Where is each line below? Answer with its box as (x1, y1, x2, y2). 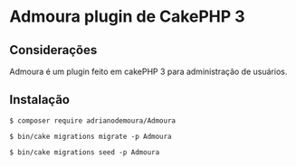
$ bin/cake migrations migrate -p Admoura (9, 132, 172, 141)
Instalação (9, 92, 71, 107)
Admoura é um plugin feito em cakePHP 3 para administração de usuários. (9, 66, 288, 77)
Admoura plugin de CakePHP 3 (9, 6, 246, 27)
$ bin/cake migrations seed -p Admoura (9, 147, 160, 157)
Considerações (9, 42, 98, 58)
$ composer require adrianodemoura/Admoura (9, 115, 177, 125)
